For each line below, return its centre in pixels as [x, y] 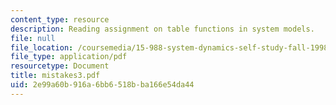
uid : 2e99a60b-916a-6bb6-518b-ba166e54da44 [102, 85]
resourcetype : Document [60, 66]
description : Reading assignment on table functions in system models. [162, 29]
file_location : [42, 47]
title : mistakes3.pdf [55, 76]
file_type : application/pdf [69, 57]
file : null [33, 38]
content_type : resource [60, 19]
